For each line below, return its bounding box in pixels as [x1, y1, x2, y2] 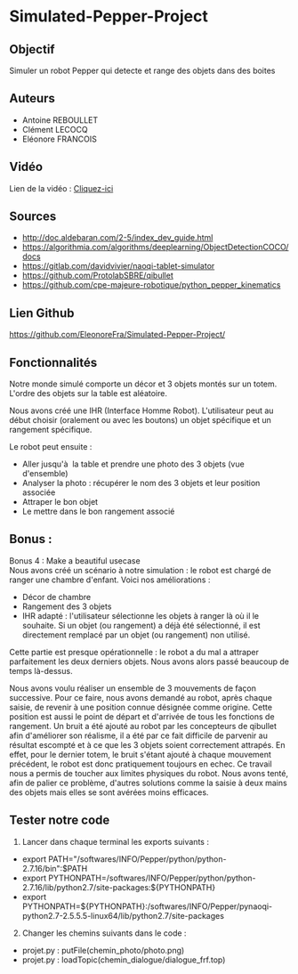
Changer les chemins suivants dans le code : [21, 928, 187, 938]
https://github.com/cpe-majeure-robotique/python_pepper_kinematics [21, 280, 281, 290]
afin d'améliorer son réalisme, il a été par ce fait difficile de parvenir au [9, 730, 269, 741]
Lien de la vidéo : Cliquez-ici [9, 183, 114, 193]
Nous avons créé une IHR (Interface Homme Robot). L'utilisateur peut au [9, 405, 274, 416]
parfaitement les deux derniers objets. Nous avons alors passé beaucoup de [9, 656, 289, 667]
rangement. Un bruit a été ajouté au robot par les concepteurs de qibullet [9, 720, 278, 731]
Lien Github [9, 305, 75, 321]
